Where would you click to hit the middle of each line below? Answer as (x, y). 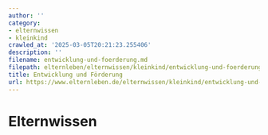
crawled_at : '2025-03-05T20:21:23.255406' (80, 45)
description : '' (35, 52)
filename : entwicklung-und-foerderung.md (78, 60)
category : (25, 23)
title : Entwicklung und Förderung (66, 75)
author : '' (26, 15)
